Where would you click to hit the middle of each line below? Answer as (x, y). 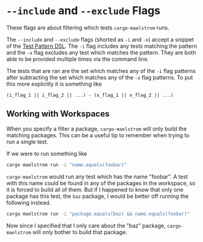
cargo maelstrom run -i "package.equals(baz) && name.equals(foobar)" (98, 214)
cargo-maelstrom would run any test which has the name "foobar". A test (97, 176)
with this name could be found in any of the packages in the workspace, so (101, 183)
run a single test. (28, 142)
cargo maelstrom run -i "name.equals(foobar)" (67, 165)
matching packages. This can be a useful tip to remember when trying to (98, 135)
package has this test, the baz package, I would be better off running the (98, 196)
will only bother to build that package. (80, 232)
